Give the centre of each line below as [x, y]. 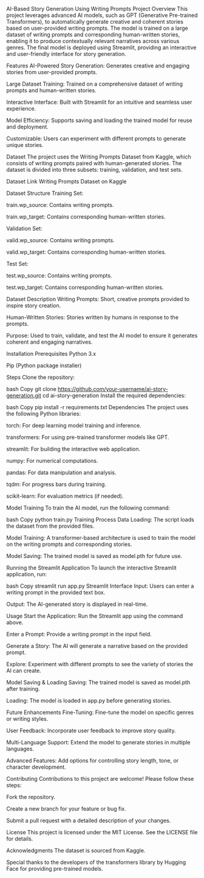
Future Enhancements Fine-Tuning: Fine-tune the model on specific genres [100, 712]
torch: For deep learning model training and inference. [74, 425]
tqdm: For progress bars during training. [56, 484]
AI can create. [24, 671]
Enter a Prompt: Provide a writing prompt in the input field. [79, 634]
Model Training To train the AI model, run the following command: [88, 508]
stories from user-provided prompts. [52, 72]
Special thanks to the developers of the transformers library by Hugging [96, 862]
